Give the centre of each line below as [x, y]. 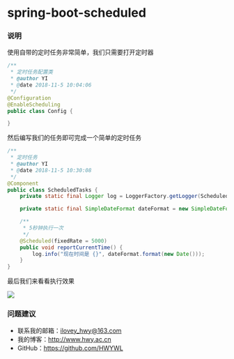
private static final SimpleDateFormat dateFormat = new [104, 209]
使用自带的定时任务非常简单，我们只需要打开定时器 [80, 52]
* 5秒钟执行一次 [43, 228]
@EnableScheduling [34, 105]
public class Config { [40, 111]
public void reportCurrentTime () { [71, 247]
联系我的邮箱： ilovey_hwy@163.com [69, 330]
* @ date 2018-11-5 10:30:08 [51, 170]
